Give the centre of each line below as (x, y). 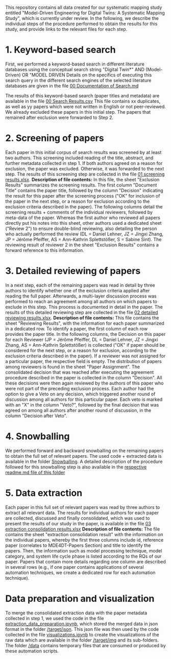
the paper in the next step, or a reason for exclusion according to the (78, 201)
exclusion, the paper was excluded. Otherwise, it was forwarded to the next (85, 168)
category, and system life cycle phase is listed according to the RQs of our (83, 556)
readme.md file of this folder (35, 472)
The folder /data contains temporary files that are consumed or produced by (86, 645)
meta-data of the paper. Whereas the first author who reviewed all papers (83, 218)
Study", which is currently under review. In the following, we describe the (82, 18)
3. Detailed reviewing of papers (73, 271)
